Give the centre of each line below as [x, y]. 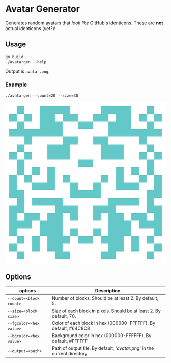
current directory [69, 353]
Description [108, 291]
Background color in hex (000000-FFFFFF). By [102, 336]
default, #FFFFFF [70, 341]
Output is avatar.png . [27, 71]
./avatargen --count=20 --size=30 [42, 96]
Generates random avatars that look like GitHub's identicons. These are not [84, 23]
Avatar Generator [43, 9]
